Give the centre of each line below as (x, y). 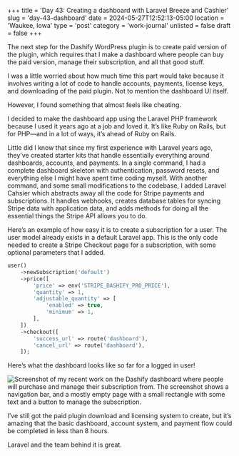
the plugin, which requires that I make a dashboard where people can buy (116, 54)
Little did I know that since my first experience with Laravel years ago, (110, 148)
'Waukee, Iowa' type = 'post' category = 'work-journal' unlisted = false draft (119, 25)
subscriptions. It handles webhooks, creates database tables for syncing (114, 201)
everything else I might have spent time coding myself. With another (108, 178)
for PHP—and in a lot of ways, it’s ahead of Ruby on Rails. (92, 134)
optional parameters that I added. (56, 252)
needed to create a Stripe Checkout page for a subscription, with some (112, 245)
